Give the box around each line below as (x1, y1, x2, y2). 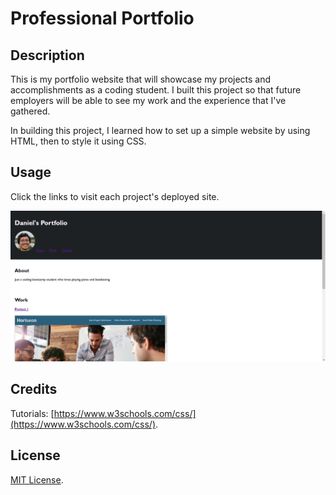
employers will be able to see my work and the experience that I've (10, 95, 287, 106)
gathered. (10, 105, 51, 117)
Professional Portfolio (10, 7, 195, 30)
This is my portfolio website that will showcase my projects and (10, 73, 272, 85)
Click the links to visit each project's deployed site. (10, 190, 220, 202)
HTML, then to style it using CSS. (10, 135, 147, 147)
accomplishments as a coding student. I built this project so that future (10, 84, 302, 96)
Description (10, 47, 85, 64)
